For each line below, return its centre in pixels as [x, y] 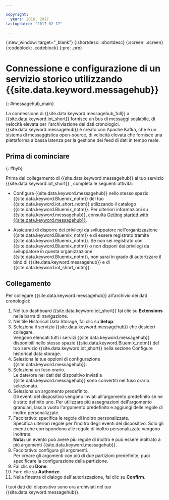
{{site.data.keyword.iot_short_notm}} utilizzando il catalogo [75, 204]
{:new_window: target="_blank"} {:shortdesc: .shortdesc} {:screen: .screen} [84, 42]
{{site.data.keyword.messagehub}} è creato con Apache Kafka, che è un [81, 130]
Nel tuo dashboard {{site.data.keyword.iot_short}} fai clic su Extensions [88, 311]
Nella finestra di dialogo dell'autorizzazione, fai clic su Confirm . [79, 477]
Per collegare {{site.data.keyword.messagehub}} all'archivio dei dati [76, 295]
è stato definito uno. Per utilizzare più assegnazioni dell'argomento [82, 402]
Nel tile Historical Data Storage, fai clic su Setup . [64, 321]
